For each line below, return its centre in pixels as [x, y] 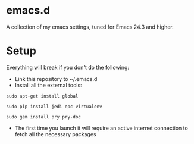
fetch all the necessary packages [55, 134]
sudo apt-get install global [42, 96]
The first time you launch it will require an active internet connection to [101, 128]
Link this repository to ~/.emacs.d [56, 79]
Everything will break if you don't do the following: [68, 67]
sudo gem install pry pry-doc [44, 117]
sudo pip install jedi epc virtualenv [54, 107]
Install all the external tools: [48, 85]
